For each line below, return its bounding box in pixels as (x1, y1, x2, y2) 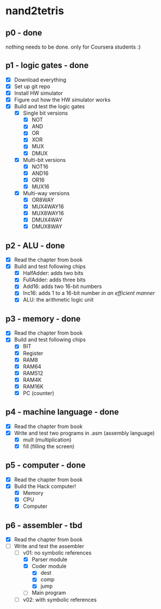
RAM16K (22, 383, 44, 390)
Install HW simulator (14, 89, 63, 96)
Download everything (14, 76, 67, 83)
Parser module (31, 556, 68, 563)
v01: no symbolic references (22, 549, 92, 556)
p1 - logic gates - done (5, 60, 89, 70)
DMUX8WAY (31, 223, 63, 230)
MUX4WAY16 (31, 203, 64, 210)
